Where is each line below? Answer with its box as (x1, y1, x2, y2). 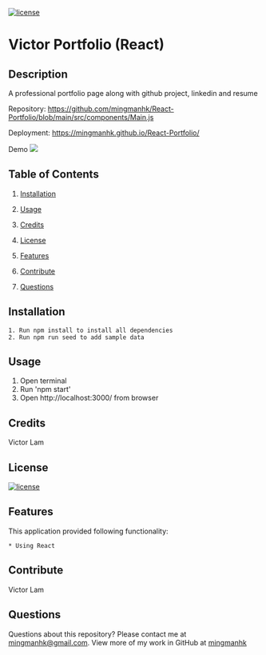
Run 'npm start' (19, 385, 71, 394)
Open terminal (19, 376, 67, 385)
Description (8, 67, 68, 81)
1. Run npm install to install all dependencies (8, 326, 173, 334)
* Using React (8, 541, 56, 549)
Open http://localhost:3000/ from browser (19, 393, 159, 403)
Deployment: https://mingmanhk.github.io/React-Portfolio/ (8, 128, 200, 138)
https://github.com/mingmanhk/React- (47, 104, 174, 114)
